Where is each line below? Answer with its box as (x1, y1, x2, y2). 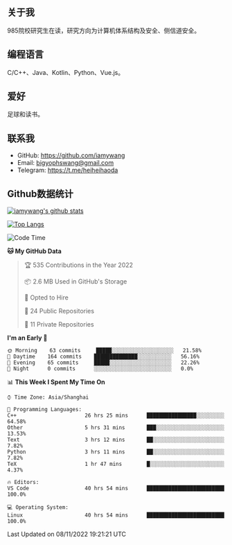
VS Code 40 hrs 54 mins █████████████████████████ (7, 485, 225, 492)
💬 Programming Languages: (7, 406, 82, 413)
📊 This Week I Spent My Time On (7, 378, 105, 386)
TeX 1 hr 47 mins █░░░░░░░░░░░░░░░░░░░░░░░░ (7, 460, 225, 468)
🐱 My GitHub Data (7, 247, 62, 255)
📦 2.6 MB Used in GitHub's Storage (24, 277, 127, 286)
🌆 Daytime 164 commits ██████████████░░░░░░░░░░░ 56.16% (7, 353, 199, 361)
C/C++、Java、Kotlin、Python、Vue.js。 (7, 68, 125, 76)
